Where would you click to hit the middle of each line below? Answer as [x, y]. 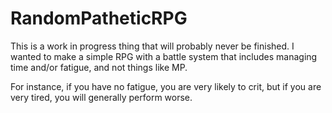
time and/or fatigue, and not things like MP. [99, 67]
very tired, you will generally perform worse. [101, 97]
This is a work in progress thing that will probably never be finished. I [152, 46]
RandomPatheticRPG [99, 18]
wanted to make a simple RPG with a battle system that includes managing [164, 56]
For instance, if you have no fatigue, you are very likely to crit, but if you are [166, 86]
